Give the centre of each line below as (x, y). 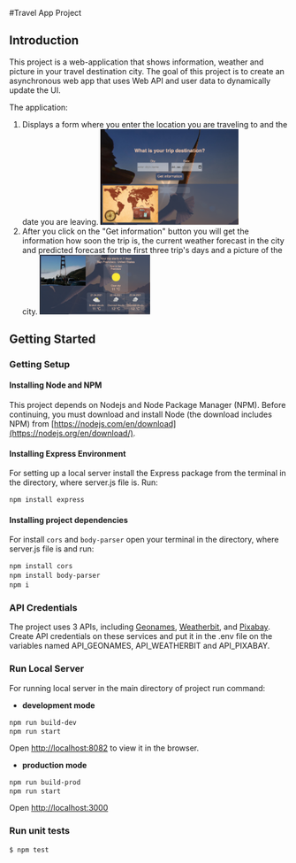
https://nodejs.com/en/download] (115, 424)
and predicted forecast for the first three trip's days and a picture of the (152, 250)
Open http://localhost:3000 (59, 807)
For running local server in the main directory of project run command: (137, 688)
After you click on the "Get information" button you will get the (135, 231)
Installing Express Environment (68, 453)
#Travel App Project (46, 13)
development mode (58, 705)
